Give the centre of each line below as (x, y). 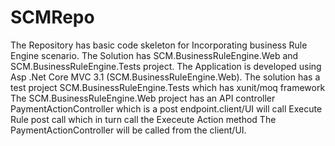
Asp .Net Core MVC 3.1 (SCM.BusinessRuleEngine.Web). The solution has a (165, 77)
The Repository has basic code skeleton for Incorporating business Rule (159, 45)
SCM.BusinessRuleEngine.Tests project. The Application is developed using (166, 66)
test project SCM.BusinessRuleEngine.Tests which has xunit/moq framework (168, 87)
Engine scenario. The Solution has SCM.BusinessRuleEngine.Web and (154, 55)
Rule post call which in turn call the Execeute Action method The (143, 119)
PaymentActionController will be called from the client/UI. (128, 130)
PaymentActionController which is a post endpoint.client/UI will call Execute (166, 108)
